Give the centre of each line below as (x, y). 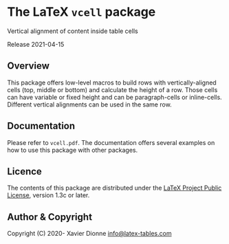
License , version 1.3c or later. (48, 195)
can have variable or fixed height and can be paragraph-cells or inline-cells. (115, 97)
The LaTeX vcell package (81, 12)
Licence (25, 171)
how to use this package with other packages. (73, 150)
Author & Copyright (50, 217)
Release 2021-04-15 (36, 44)
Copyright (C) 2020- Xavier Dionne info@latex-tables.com (89, 234)
